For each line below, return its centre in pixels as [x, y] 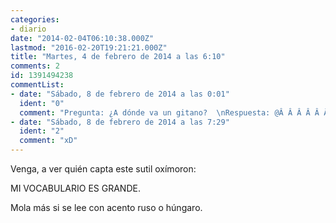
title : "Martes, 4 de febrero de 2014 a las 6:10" [118, 57]
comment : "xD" [48, 141]
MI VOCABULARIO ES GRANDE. [75, 188]
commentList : [37, 85]
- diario [28, 29]
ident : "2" [42, 131]
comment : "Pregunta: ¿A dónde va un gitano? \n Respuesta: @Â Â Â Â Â [169, 112]
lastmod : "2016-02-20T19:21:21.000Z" [89, 47]
